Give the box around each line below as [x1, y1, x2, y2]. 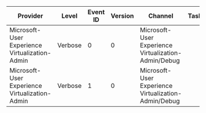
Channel [148, 12, 174, 20]
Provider [17, 12, 44, 20]
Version [110, 12, 134, 20]
